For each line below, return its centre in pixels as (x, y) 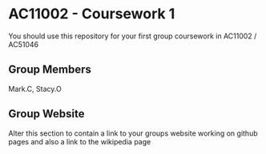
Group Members (50, 70)
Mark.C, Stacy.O (35, 89)
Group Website (46, 114)
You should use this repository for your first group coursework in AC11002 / (133, 36)
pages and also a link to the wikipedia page (80, 141)
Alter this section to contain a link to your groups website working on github (133, 133)
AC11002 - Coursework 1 (92, 14)
